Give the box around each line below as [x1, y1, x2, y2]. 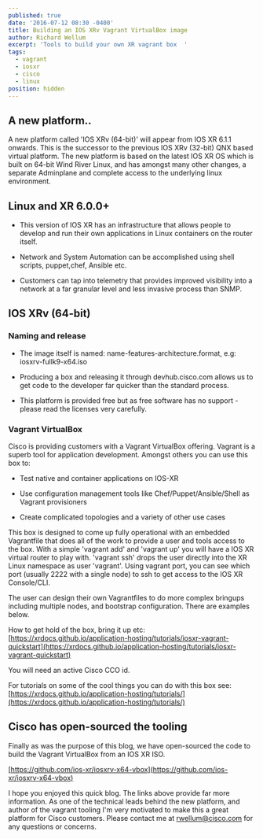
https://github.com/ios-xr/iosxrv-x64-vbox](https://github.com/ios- [10, 764, 228, 774]
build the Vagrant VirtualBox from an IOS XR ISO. [8, 749, 166, 759]
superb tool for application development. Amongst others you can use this [8, 449, 249, 459]
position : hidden [8, 84, 65, 93]
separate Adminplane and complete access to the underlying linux [8, 168, 222, 178]
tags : [8, 48, 26, 56]
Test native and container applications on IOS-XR [19, 473, 179, 482]
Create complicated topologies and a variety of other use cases [19, 512, 226, 522]
